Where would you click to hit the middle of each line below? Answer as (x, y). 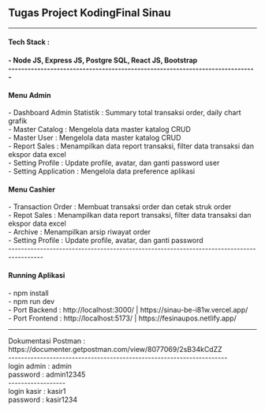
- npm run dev (32, 301)
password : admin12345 (47, 374)
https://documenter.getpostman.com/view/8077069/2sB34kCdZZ (115, 349)
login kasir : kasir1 (37, 391)
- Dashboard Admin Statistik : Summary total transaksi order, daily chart (125, 113)
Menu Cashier (32, 189)
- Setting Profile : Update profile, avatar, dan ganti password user (114, 163)
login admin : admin (40, 365)
